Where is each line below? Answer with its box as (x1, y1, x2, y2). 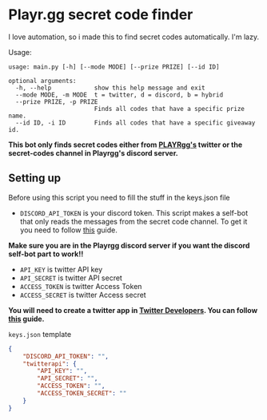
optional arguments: (8, 77, 78, 85)
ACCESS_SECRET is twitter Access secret (19, 290, 146, 299)
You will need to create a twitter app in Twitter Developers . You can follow (8, 305, 258, 315)
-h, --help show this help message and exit (15, 84, 205, 92)
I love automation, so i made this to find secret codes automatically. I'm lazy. (8, 32, 260, 42)
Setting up (8, 172, 62, 185)
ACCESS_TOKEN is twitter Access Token (19, 281, 142, 291)
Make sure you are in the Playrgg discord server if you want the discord (8, 240, 250, 250)
